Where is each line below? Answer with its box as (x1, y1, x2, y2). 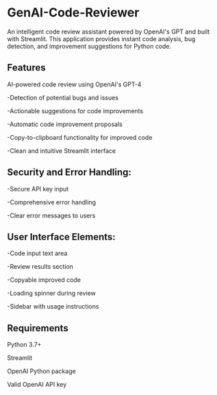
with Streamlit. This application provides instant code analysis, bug (7, 34, 196, 43)
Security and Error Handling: (7, 167, 132, 178)
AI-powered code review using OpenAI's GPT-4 (7, 80, 142, 88)
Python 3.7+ (7, 341, 42, 349)
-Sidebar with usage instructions (7, 302, 99, 311)
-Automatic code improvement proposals (7, 120, 123, 128)
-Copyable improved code (7, 276, 81, 284)
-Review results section (7, 263, 74, 271)
